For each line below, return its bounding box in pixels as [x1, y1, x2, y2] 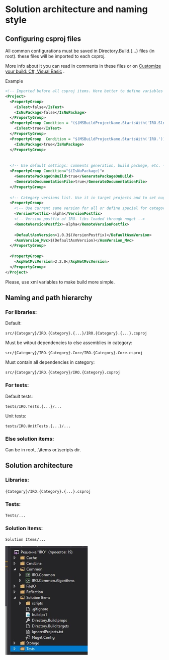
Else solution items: [5, 435, 54, 442]
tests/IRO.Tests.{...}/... [5, 404, 62, 409]
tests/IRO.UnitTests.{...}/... [5, 423, 71, 429]
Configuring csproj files [5, 34, 81, 43]
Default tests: [5, 393, 33, 399]
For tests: [5, 382, 29, 389]
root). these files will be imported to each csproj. [5, 53, 106, 59]
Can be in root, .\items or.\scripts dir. [5, 446, 81, 453]
